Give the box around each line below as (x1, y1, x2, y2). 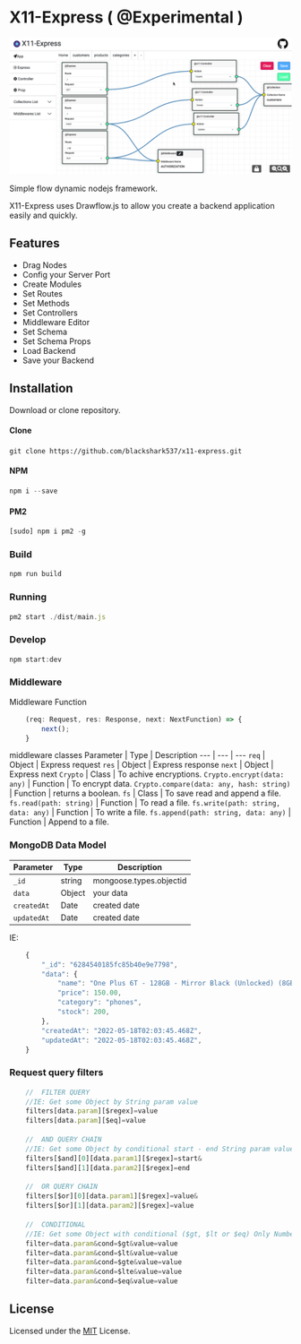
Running (9, 590, 47, 603)
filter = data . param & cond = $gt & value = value (25, 1239, 178, 1248)
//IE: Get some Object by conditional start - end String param (25, 1144, 271, 1153)
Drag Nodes (21, 259, 67, 271)
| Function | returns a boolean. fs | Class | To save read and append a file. (9, 788, 282, 799)
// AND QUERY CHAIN (25, 1135, 102, 1144)
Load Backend (21, 345, 76, 356)
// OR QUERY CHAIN (25, 1182, 99, 1192)
